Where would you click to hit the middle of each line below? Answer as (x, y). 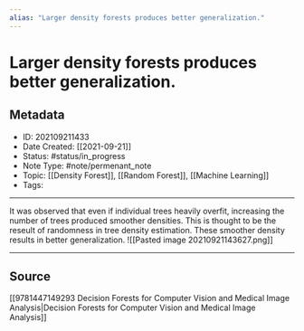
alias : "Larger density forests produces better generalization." (137, 18)
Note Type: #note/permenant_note (87, 165)
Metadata (37, 115)
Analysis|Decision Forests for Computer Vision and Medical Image (133, 307)
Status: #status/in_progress (74, 156)
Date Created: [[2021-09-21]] (77, 147)
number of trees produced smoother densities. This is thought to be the (143, 220)
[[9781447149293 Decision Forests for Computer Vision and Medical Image (150, 298)
